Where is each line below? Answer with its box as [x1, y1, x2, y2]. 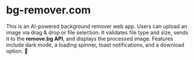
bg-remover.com [6, 3, 91, 17]
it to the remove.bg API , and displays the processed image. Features [6, 35, 173, 42]
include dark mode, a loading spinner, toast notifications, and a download [6, 41, 185, 48]
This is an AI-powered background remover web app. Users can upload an [6, 23, 188, 30]
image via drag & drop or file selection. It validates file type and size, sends [6, 29, 189, 36]
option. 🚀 [6, 47, 28, 54]
